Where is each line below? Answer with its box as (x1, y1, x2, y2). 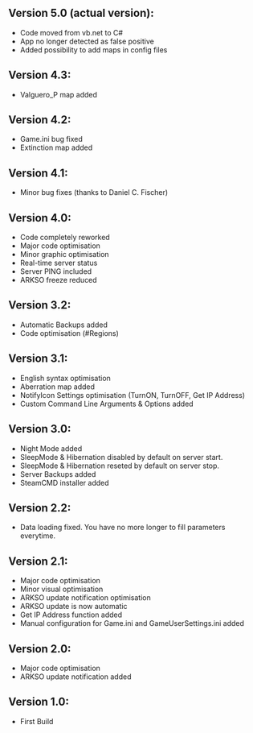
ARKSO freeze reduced (19, 275, 98, 285)
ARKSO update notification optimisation (19, 593, 151, 603)
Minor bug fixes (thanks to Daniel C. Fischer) (19, 188, 169, 197)
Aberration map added (19, 382, 95, 391)
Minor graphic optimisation (19, 250, 110, 259)
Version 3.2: (8, 298, 71, 313)
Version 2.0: (8, 642, 71, 656)
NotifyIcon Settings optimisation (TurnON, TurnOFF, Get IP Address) (19, 390, 246, 400)
